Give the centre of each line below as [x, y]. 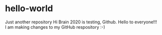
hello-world [29, 9]
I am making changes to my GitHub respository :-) [55, 27]
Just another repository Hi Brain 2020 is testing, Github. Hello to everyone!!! [81, 22]
